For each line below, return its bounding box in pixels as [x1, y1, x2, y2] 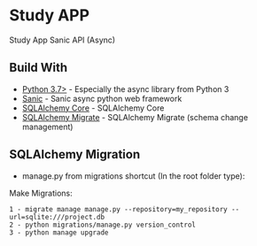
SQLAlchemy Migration [9, 147, 140, 162]
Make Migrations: [9, 188, 73, 198]
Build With [9, 60, 68, 75]
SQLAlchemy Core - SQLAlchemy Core [21, 103, 165, 113]
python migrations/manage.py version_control [25, 220, 197, 229]
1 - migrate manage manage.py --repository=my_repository [9, 204, 228, 213]
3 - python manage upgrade [9, 227, 109, 237]
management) [21, 121, 74, 132]
